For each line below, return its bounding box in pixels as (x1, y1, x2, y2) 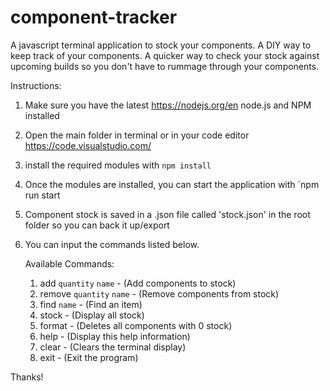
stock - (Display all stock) (39, 309, 145, 321)
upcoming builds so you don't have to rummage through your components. (10, 60, 320, 72)
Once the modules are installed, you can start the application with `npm (24, 178, 320, 190)
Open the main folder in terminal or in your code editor (24, 129, 250, 141)
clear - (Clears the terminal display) (39, 341, 187, 353)
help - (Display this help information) (39, 330, 191, 342)
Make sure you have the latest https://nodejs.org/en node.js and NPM (24, 99, 312, 111)
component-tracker (10, 6, 178, 29)
